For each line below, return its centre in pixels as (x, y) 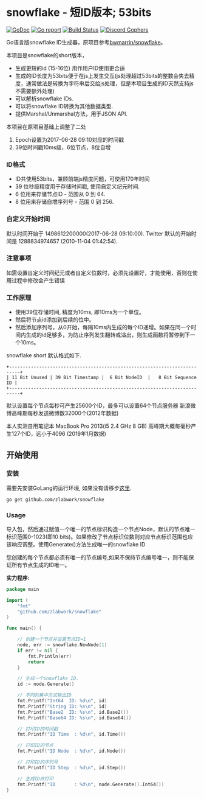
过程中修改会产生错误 (38, 280)
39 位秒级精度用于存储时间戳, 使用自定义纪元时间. (77, 187)
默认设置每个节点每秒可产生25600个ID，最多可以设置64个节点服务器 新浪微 (101, 406)
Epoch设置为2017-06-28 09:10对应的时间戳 (70, 139)
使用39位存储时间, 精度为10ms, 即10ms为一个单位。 (80, 312)
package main (23, 589)
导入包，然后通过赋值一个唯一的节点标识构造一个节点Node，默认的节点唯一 (101, 529)
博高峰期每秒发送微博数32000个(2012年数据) (63, 413)
